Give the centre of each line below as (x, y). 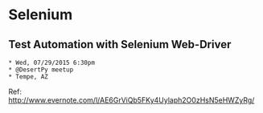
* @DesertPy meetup (41, 70)
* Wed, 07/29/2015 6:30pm (51, 63)
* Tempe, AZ (28, 77)
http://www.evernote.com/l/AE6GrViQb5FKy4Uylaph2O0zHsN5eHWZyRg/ (131, 100)
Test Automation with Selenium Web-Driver (120, 44)
